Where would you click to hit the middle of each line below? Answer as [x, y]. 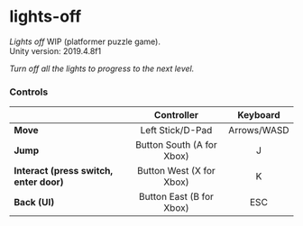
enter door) [39, 182]
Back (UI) [34, 203]
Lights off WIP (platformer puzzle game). [85, 41]
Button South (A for [176, 145]
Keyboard [259, 115]
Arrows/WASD [259, 131]
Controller [176, 115]
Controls [29, 92]
